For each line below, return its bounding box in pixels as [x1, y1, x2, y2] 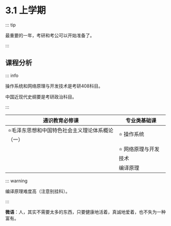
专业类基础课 [125, 117, 157, 124]
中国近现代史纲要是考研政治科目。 [5, 94, 77, 100]
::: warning [5, 178, 28, 184]
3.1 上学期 [5, 5, 46, 16]
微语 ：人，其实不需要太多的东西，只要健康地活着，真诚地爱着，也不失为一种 [5, 209, 166, 215]
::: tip [5, 21, 16, 28]
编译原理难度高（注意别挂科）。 [5, 188, 70, 194]
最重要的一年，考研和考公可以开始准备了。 [5, 32, 95, 38]
